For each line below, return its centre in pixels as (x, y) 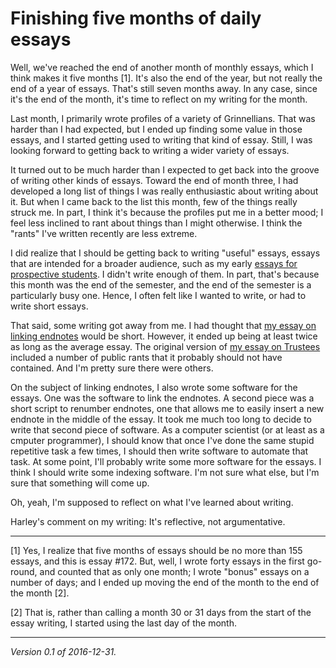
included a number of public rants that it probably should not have (146, 357)
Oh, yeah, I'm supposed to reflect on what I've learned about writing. (152, 502)
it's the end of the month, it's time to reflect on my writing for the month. (159, 99)
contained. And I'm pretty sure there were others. (112, 368)
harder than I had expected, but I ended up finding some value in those (156, 129)
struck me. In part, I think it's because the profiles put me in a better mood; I (167, 212)
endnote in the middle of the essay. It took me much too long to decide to (161, 419)
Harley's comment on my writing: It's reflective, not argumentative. (148, 521)
